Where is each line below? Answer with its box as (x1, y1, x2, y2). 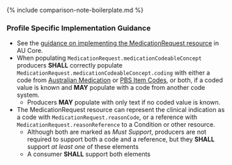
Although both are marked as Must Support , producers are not (26, 128, 207, 136)
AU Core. (16, 47, 43, 55)
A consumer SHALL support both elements (26, 150, 151, 159)
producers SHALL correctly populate (16, 61, 123, 70)
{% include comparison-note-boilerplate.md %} (6, 6, 144, 14)
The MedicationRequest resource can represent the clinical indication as (16, 106, 225, 114)
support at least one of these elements (26, 143, 139, 151)
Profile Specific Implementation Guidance (6, 23, 151, 33)
